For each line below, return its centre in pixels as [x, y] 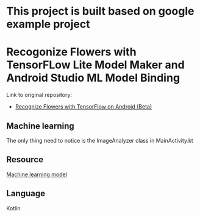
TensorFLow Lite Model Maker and [95, 65]
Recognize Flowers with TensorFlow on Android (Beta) [84, 107]
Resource [25, 160]
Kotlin [13, 208]
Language [26, 194]
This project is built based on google [100, 11]
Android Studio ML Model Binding [93, 78]
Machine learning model [37, 174]
